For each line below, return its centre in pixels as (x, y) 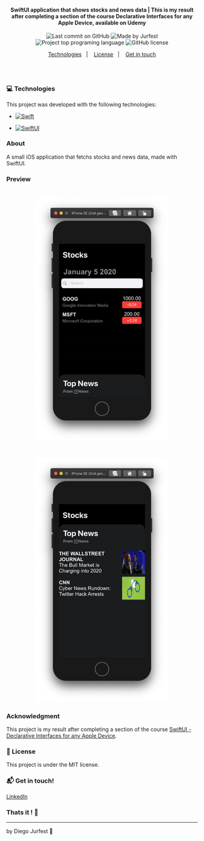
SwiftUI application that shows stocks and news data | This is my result (102, 10)
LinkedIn (17, 796)
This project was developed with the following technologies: (81, 104)
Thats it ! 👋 (22, 812)
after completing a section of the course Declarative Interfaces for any (102, 16)
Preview (19, 179)
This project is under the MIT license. (53, 765)
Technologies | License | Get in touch (102, 54)
